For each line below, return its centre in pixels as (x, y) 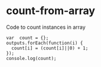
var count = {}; (27, 38)
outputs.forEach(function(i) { (45, 43)
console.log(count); (32, 58)
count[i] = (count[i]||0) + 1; (50, 48)
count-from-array (51, 11)
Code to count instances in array (46, 27)
